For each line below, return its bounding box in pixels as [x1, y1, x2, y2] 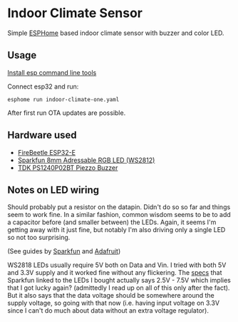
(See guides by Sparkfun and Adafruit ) [7, 247, 121, 256]
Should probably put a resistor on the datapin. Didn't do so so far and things [7, 203, 231, 211]
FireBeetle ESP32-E [17, 148, 76, 156]
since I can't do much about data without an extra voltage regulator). [7, 306, 209, 315]
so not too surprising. [7, 233, 71, 242]
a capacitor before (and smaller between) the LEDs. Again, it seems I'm [7, 218, 217, 226]
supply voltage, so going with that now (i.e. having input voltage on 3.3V [7, 298, 219, 308]
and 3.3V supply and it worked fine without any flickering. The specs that [7, 268, 222, 277]
